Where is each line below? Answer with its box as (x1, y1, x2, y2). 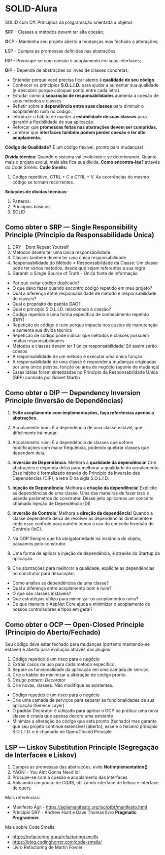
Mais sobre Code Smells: (5, 824, 56, 830)
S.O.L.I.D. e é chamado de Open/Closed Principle (12, 729, 112, 735)
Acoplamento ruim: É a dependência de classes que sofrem (12, 439, 133, 445)
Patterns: (12, 198, 31, 204)
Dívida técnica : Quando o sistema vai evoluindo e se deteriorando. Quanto (5, 154, 157, 160)
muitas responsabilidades (12, 337, 65, 344)
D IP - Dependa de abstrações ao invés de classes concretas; (5, 67, 129, 73)
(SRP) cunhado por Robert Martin (12, 374, 80, 380)
